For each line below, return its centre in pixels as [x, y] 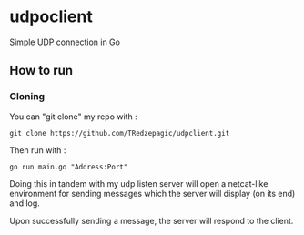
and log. [25, 203]
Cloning [27, 97]
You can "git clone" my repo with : [74, 117]
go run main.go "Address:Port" [69, 167]
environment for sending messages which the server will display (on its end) [152, 193]
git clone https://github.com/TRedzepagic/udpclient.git [120, 133]
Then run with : [38, 150]
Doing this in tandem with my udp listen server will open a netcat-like [139, 183]
